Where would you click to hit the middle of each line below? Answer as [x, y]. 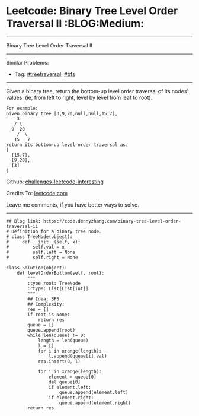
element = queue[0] [72, 377]
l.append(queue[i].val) [78, 356]
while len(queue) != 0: [57, 335]
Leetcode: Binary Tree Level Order [92, 11]
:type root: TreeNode [54, 283]
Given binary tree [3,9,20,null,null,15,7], [62, 113]
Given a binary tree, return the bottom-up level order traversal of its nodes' [97, 91]
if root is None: [49, 315]
